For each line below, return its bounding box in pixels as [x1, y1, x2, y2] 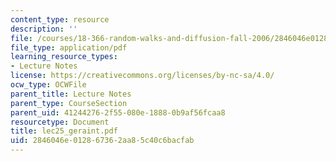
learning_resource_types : [10, 52, 118, 62]
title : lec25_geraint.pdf [10, 126, 118, 136]
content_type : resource [10, 14, 110, 25]
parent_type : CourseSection [10, 98, 128, 108]
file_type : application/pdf [10, 42, 128, 53]
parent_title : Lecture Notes [10, 89, 132, 99]
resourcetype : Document [10, 117, 110, 127]
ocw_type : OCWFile [10, 80, 87, 90]
